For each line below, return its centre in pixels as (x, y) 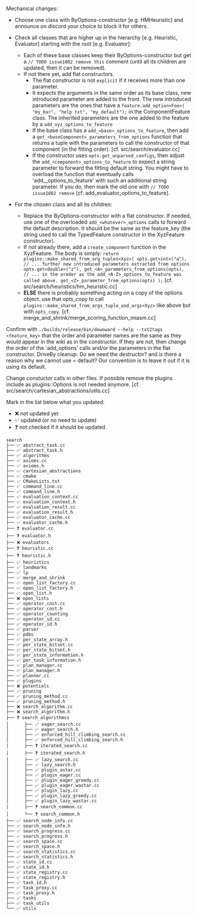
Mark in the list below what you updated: (55, 402)
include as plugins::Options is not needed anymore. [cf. (73, 384)
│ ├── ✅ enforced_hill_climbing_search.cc (66, 735)
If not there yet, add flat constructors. (69, 74)
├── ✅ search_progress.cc (38, 831)
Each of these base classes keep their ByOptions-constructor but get (107, 55)
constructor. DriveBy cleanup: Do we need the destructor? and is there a (94, 354)
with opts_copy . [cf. (47, 311)
